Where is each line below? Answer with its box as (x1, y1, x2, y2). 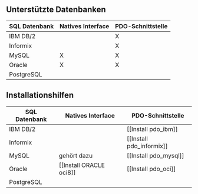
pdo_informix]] (126, 142, 168, 150)
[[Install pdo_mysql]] (126, 151, 184, 159)
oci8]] (58, 168, 76, 176)
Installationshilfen (6, 91, 74, 101)
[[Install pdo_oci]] (126, 165, 176, 173)
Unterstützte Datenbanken (6, 5, 106, 15)
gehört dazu (58, 151, 93, 159)
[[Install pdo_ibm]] (126, 125, 178, 133)
